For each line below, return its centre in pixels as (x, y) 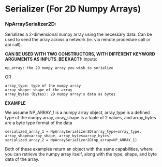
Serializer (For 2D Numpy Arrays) (73, 9)
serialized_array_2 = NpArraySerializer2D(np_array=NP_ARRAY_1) (71, 140)
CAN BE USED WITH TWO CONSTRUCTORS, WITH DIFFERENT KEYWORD (80, 54)
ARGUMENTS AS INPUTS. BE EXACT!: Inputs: (51, 59)
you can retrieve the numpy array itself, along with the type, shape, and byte (81, 154)
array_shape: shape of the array (39, 90)
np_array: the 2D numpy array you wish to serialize (59, 68)
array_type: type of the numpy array (43, 86)
